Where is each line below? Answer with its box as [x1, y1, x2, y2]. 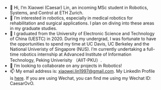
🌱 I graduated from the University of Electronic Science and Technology [9, 31, 155, 36]
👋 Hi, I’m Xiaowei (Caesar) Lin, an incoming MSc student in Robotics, [9, 5, 148, 10]
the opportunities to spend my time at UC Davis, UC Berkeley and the [9, 41, 150, 46]
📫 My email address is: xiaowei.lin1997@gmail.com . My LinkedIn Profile [9, 68, 155, 74]
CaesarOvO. [9, 81, 35, 86]
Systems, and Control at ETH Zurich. [9, 10, 84, 16]
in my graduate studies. [9, 25, 58, 31]
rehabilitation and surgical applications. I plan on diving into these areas [9, 20, 155, 26]
